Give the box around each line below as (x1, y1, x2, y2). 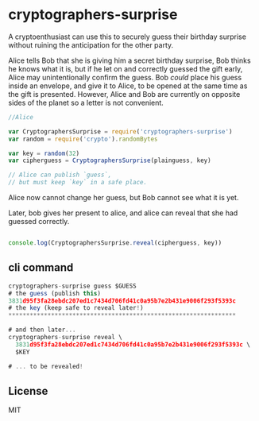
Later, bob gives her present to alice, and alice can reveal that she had (8, 208, 238, 218)
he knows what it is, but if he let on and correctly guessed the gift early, (8, 64, 243, 73)
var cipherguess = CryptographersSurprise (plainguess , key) (8, 156, 212, 164)
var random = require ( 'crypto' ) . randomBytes (8, 135, 158, 143)
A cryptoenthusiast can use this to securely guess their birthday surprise (8, 32, 246, 41)
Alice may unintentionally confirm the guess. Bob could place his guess (8, 72, 242, 82)
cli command (8, 261, 74, 275)
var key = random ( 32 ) (8, 149, 80, 157)
